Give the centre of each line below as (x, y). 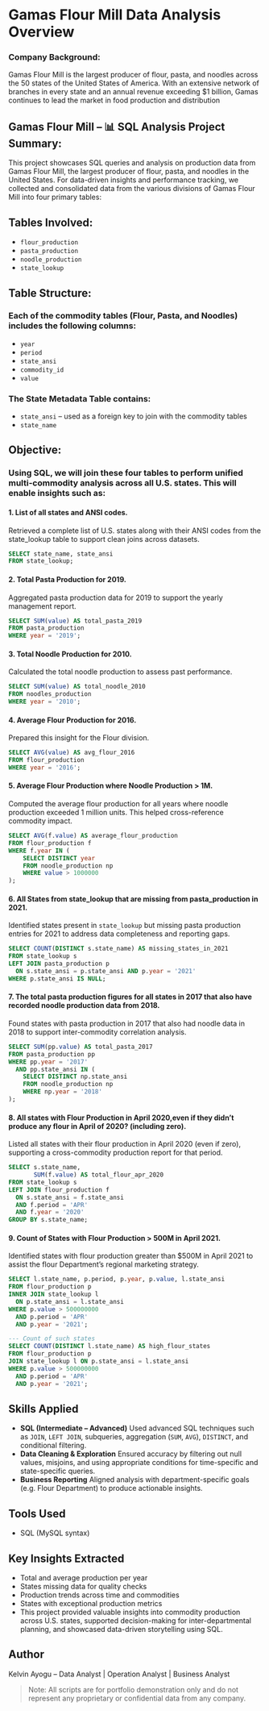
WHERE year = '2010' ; (45, 702)
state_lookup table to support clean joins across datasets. (104, 539)
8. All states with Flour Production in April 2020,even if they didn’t (121, 1118)
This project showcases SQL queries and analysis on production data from (132, 163)
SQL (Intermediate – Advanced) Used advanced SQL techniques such (137, 1428)
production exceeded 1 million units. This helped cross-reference (116, 813)
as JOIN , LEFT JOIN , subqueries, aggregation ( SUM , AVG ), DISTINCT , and (134, 1437)
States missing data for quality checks (83, 1587)
